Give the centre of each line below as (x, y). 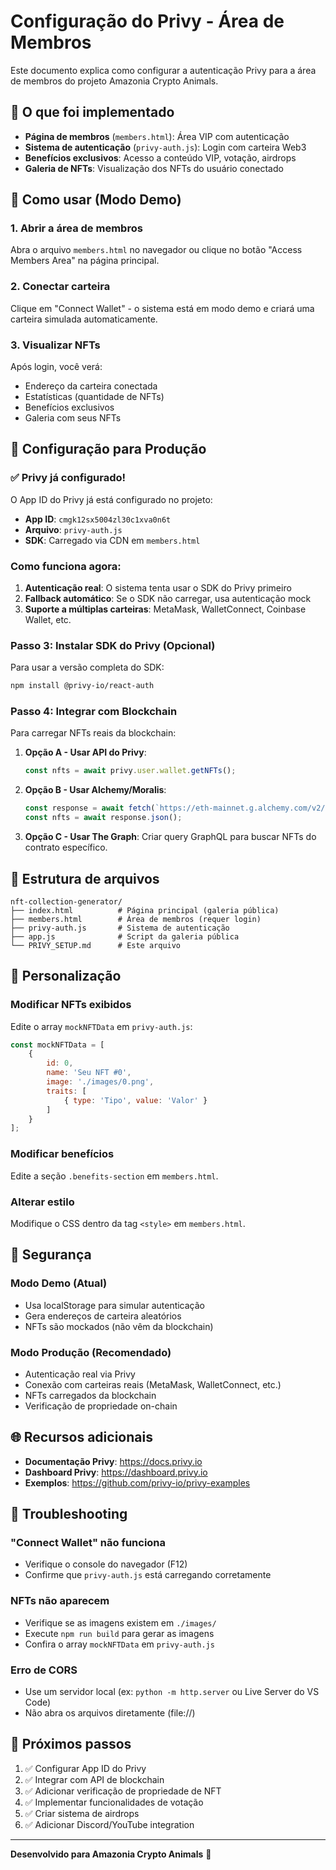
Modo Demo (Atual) (59, 1283)
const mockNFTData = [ (57, 1045)
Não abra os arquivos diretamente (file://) (110, 1713)
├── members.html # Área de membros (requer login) (136, 919)
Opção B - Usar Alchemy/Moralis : (95, 790)
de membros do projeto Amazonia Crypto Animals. (114, 81)
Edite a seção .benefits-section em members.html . (114, 1176)
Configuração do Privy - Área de (147, 21)
